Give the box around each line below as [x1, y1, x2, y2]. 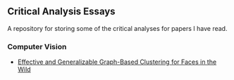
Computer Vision [7, 41, 67, 51]
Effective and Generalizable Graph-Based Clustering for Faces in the [17, 58, 217, 66]
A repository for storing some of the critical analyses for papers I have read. [7, 24, 228, 32]
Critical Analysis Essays [7, 6, 116, 18]
